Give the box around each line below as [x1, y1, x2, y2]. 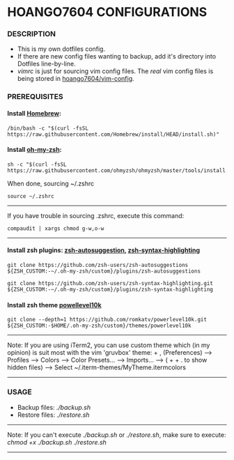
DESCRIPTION [7, 29, 56, 39]
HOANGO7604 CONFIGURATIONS [7, 4, 208, 20]
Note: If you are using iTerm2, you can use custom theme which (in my [7, 341, 210, 349]
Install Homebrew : [7, 109, 61, 117]
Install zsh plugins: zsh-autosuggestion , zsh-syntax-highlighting [7, 246, 201, 254]
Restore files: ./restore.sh [17, 411, 90, 419]
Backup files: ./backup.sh [17, 403, 91, 411]
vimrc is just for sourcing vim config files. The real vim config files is [17, 67, 214, 75]
